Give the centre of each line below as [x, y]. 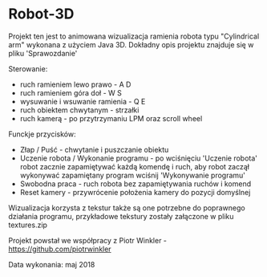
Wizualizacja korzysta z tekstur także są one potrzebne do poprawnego [127, 208]
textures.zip [28, 225]
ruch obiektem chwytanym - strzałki [79, 110]
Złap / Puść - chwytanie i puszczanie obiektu [94, 149]
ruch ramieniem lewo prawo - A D [75, 84]
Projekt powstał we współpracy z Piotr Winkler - [87, 240]
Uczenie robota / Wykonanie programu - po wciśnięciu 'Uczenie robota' [139, 158]
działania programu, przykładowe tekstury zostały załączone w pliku [121, 216]
